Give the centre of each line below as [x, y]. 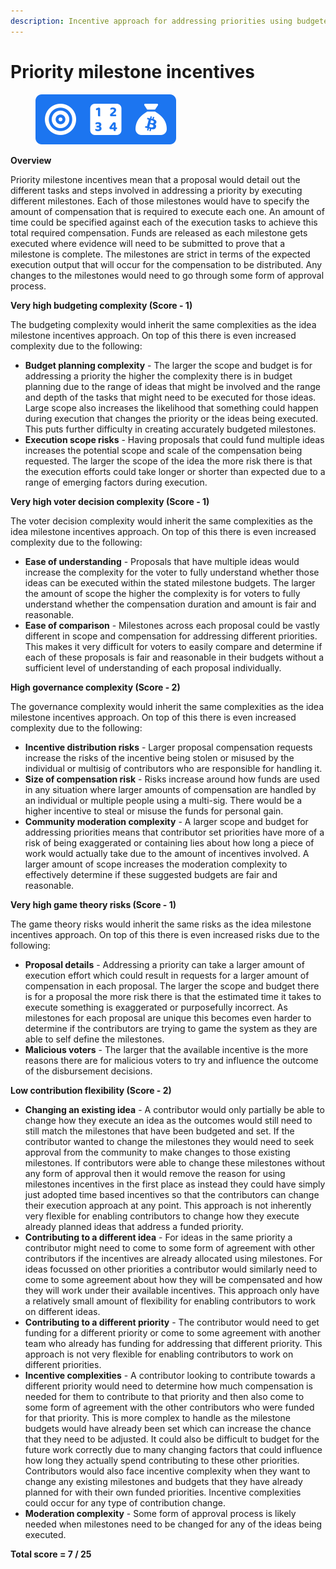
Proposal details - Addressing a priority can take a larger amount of [164, 964]
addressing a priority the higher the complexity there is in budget [158, 376]
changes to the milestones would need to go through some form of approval [167, 275]
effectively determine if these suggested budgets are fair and [151, 874]
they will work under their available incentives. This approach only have [172, 1290]
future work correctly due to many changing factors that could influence [173, 1449]
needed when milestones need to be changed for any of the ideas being [173, 1524]
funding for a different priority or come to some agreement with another [172, 1332]
